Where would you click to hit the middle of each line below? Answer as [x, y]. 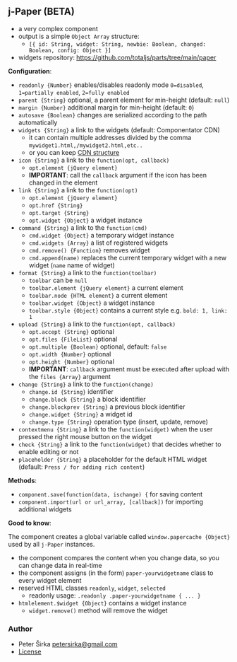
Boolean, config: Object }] [70, 50]
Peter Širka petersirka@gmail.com [68, 644]
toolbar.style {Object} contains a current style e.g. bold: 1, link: [128, 310]
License [30, 652]
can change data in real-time [60, 565]
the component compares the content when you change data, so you [119, 557]
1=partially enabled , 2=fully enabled [74, 92]
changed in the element [63, 182]
